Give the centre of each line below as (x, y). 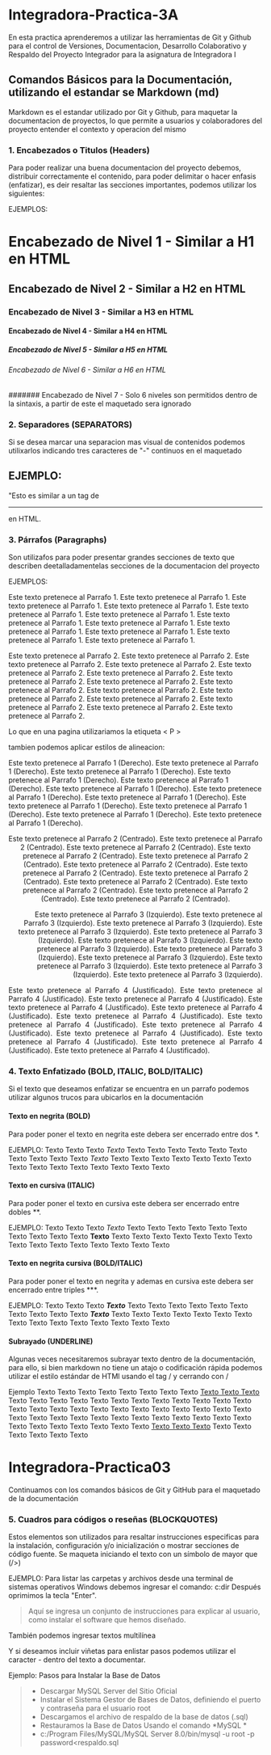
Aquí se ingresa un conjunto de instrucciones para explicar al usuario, (144, 1611)
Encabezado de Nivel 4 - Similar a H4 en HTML (88, 331)
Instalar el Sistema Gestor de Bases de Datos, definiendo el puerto (150, 1700)
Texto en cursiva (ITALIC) (52, 1185)
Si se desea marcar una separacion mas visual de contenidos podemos (127, 442)
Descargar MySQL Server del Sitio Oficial (108, 1691)
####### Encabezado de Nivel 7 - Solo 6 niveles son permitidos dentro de (133, 394)
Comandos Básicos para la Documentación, (120, 80)
